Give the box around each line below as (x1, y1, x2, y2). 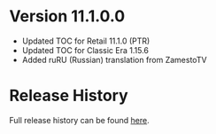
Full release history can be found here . (9, 114, 150, 125)
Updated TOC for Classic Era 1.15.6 (21, 44, 149, 55)
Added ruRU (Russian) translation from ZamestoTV (21, 54, 207, 65)
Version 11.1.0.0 (9, 6, 126, 27)
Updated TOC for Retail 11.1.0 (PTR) (21, 35, 150, 46)
